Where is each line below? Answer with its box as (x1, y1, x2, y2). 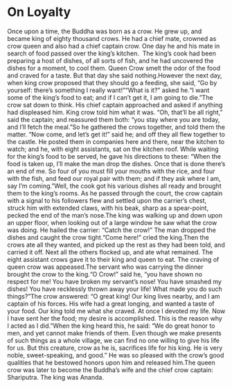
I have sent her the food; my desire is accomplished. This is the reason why (7, 314, 223, 322)
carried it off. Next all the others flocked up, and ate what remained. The (7, 247, 213, 256)
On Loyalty (7, 4, 71, 20)
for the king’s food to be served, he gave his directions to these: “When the (7, 152, 222, 160)
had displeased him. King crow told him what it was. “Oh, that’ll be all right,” (7, 108, 223, 116)
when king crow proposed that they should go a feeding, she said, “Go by (7, 78, 217, 87)
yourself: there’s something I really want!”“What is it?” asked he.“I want (7, 86, 210, 94)
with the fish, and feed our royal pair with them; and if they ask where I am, (7, 174, 221, 182)
